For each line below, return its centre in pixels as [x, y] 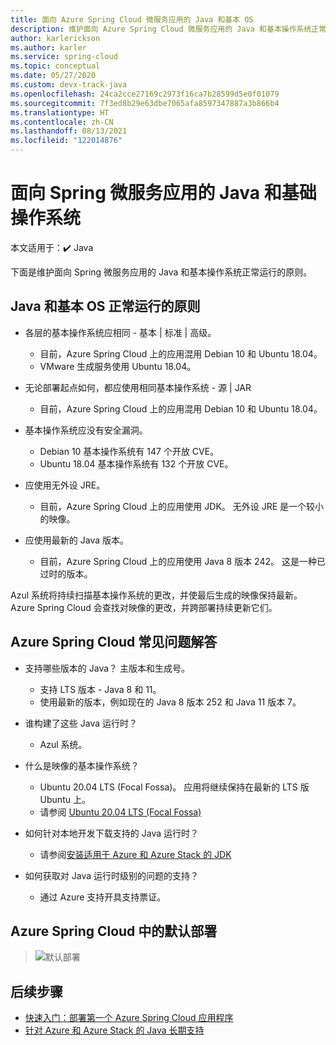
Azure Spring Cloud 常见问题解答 [114, 642]
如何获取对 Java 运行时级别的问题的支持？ [111, 875]
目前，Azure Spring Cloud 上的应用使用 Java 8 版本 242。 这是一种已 [182, 561]
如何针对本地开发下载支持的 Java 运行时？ [111, 833]
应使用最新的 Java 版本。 [76, 540]
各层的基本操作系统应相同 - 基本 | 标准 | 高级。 [120, 332]
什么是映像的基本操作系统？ [82, 765]
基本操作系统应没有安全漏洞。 [86, 430]
